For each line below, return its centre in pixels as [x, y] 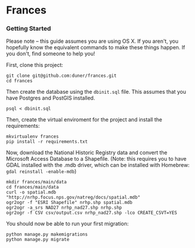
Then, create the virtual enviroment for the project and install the [84, 120]
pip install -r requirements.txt [47, 142]
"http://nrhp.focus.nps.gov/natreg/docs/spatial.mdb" [73, 198]
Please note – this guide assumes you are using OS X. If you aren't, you [92, 41]
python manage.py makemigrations [47, 235]
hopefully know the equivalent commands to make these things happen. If [96, 47]
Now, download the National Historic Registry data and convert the [87, 152]
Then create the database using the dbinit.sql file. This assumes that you [96, 92]
